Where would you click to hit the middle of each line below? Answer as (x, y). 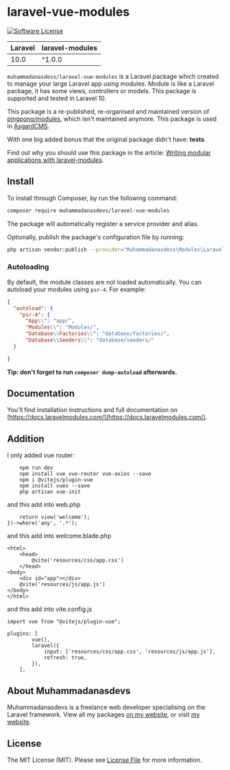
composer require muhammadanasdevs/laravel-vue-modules (88, 210)
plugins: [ (23, 634)
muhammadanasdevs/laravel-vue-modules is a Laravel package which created (113, 76)
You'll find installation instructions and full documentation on (92, 410)
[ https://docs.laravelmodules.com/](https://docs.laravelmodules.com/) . (107, 417)
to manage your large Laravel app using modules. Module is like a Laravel (111, 84)
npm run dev (36, 468)
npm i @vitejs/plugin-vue (56, 480)
